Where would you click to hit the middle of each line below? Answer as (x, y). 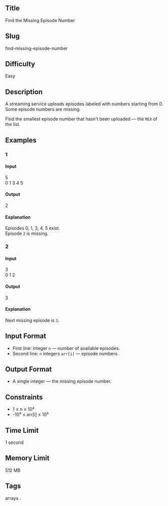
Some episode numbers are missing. (43, 109)
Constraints (24, 397)
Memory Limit (27, 458)
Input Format (26, 336)
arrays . (13, 498)
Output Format (29, 369)
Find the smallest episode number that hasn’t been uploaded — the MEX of (81, 119)
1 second (15, 442)
